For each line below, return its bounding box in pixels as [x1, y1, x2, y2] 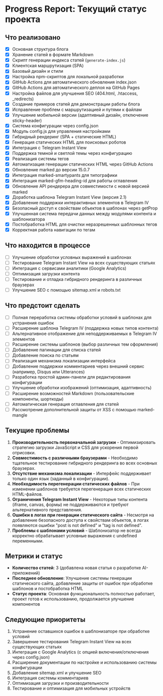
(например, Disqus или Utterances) [12, 369, 85, 375]
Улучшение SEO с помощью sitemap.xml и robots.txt [12, 287, 121, 293]
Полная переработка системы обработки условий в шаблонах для [12, 314, 152, 320]
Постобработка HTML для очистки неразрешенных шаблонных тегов [12, 221, 158, 227]
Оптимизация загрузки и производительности [12, 680, 109, 686]
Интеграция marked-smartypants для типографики [12, 172, 118, 178]
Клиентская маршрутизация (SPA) [12, 63, 84, 69]
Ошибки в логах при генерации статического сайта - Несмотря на [12, 512, 155, 518]
